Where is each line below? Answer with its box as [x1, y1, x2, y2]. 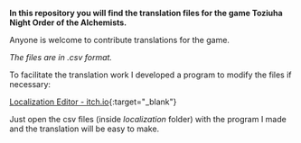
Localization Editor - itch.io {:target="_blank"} [9, 96, 177, 107]
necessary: [9, 79, 52, 89]
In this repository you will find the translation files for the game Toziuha [9, 8, 283, 18]
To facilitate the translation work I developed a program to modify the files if [9, 69, 292, 80]
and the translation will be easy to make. [9, 123, 160, 134]
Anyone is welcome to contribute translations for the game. [9, 35, 230, 45]
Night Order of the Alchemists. [9, 17, 127, 28]
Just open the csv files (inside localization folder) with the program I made [9, 114, 287, 124]
